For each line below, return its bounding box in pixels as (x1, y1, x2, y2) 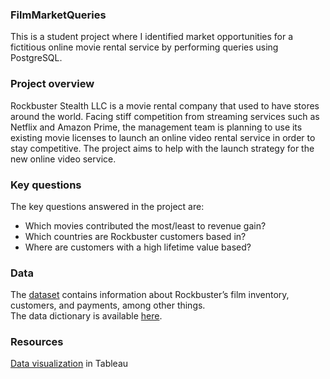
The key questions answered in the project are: (10, 200, 205, 212)
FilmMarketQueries (10, 8, 107, 22)
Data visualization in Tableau (10, 358, 129, 370)
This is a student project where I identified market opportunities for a (10, 31, 294, 43)
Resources (10, 335, 64, 349)
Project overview (10, 77, 95, 91)
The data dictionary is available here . (10, 310, 163, 322)
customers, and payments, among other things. (10, 299, 206, 312)
